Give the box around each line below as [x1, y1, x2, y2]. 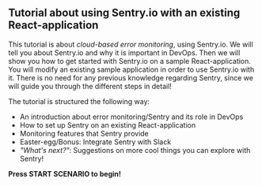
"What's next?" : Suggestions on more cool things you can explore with [19, 145, 251, 154]
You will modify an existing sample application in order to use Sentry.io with [8, 65, 255, 74]
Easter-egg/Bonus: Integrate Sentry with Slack [19, 137, 172, 147]
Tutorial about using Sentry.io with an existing [8, 6, 241, 20]
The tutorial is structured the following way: [8, 96, 150, 106]
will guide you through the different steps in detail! [8, 81, 173, 91]
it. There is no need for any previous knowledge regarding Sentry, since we [8, 73, 253, 82]
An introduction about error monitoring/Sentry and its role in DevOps [19, 112, 244, 121]
